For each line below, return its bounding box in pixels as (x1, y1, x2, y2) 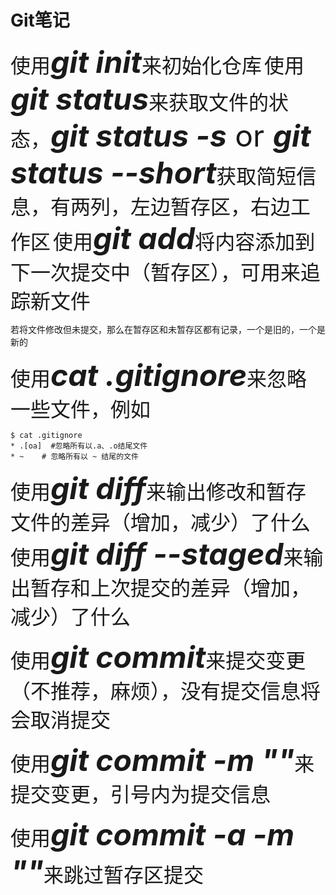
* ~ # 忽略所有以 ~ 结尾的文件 (10, 451, 139, 461)
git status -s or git (50, 116, 312, 155)
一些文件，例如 (10, 396, 152, 422)
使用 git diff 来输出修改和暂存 (10, 469, 307, 507)
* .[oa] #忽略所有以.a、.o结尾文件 (10, 441, 148, 451)
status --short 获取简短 (10, 153, 297, 191)
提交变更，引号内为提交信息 (10, 781, 272, 807)
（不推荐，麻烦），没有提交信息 (10, 678, 302, 704)
